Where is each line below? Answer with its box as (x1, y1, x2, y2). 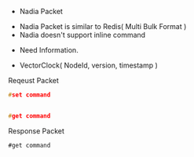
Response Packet (8, 126, 64, 136)
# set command (8, 91, 51, 99)
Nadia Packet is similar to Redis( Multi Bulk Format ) (19, 22, 187, 31)
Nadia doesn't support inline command (19, 31, 146, 39)
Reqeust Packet (8, 76, 59, 85)
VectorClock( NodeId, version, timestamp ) (19, 60, 159, 70)
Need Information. (19, 46, 79, 54)
